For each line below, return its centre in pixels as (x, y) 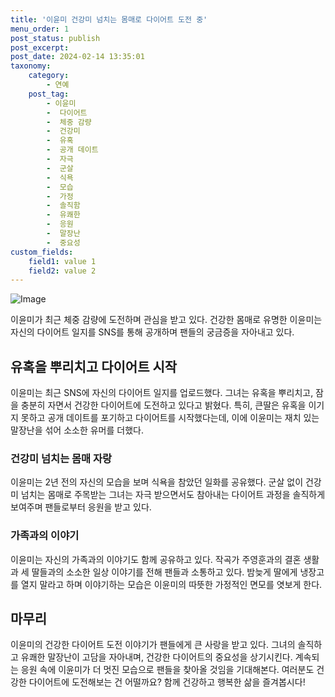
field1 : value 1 (62, 261)
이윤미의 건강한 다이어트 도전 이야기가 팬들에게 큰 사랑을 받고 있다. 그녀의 (153, 645)
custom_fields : (42, 252)
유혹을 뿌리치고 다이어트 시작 (94, 366)
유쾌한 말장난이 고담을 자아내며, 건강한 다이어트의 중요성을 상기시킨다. (156, 657)
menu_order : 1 (40, 29)
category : (49, 76)
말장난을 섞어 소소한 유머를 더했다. (77, 430)
